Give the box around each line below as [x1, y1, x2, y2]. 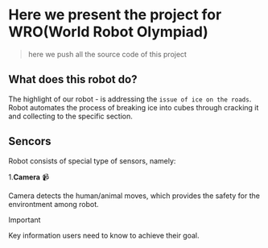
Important [8, 215, 41, 225]
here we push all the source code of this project [27, 49, 188, 59]
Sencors [8, 134, 52, 148]
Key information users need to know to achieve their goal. [8, 230, 200, 240]
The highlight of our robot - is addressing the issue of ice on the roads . [8, 94, 252, 104]
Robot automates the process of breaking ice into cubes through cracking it [8, 102, 259, 112]
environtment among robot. [8, 199, 99, 209]
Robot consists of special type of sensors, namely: [8, 155, 176, 166]
